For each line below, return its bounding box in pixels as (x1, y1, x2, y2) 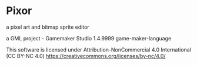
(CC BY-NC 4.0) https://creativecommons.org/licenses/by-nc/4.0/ (6, 52, 166, 59)
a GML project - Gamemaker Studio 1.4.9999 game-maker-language (6, 35, 172, 42)
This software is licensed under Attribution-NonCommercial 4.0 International (6, 46, 191, 53)
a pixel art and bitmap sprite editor (6, 23, 89, 30)
